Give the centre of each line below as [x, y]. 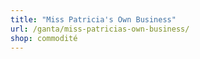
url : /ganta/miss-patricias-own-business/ [100, 29]
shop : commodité [44, 38]
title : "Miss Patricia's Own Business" [93, 19]
